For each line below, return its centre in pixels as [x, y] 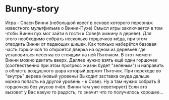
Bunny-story [32, 9]
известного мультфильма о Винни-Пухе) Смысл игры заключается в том [84, 28]
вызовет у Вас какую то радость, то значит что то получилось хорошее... [84, 92]
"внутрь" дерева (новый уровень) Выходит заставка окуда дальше [77, 76]
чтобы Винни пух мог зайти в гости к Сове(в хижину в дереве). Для [78, 33]
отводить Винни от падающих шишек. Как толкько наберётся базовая [81, 44]
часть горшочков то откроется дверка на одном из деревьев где [75, 49]
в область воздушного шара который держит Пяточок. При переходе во [83, 70]
